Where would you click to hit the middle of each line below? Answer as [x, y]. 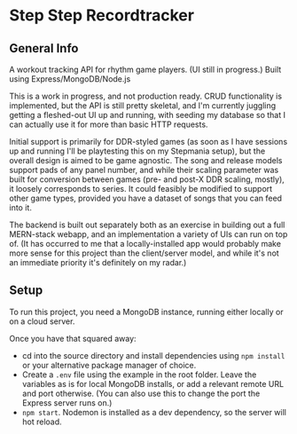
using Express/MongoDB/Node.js [70, 79]
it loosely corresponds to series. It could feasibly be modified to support [141, 189]
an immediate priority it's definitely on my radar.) [98, 262]
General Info [44, 48]
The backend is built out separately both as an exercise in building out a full [147, 225]
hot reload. [42, 422]
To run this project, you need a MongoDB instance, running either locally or [146, 312]
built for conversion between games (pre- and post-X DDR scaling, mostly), [147, 179]
